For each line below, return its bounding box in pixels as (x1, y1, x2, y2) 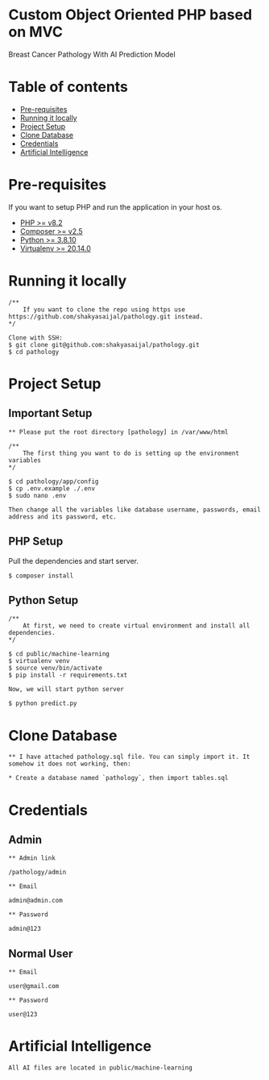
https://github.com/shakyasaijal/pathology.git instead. (8, 312, 204, 320)
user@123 (8, 1011, 38, 1019)
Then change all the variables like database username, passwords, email (8, 506, 262, 514)
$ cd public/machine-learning (8, 650, 110, 658)
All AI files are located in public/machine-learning (8, 1064, 193, 1072)
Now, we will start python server (8, 686, 125, 694)
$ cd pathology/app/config (8, 477, 99, 486)
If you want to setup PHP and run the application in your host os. (8, 202, 223, 211)
